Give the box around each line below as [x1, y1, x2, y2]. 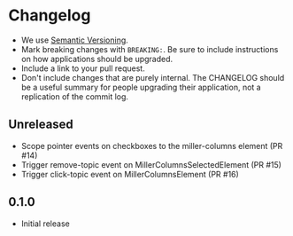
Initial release [20, 218, 70, 229]
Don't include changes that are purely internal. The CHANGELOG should [20, 72, 285, 83]
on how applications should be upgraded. [20, 53, 173, 64]
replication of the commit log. [20, 90, 129, 102]
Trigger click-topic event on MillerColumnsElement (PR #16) [20, 169, 240, 179]
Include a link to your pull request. [20, 63, 145, 74]
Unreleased [8, 117, 74, 132]
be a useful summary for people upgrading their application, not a [20, 82, 262, 92]
